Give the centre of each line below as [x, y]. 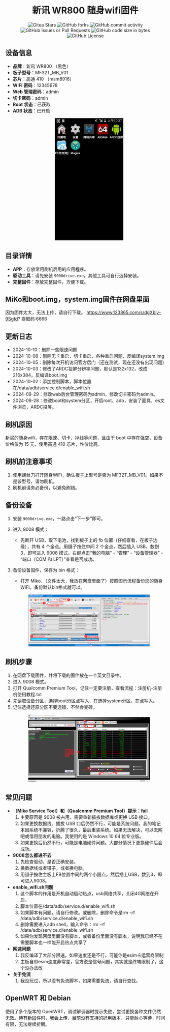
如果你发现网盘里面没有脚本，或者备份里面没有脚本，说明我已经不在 [91, 936]
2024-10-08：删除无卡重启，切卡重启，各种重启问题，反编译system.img [89, 356]
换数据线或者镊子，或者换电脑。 [54, 868]
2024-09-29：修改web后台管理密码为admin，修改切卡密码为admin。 [85, 394]
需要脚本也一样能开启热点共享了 [54, 942]
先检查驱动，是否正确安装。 [49, 862]
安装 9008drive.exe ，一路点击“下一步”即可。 [59, 518]
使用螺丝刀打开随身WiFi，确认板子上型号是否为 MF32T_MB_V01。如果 [86, 475]
